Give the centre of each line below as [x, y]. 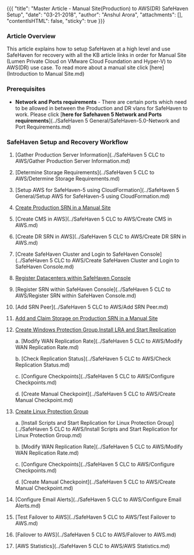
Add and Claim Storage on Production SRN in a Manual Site [86, 318]
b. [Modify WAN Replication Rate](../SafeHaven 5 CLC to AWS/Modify [99, 446]
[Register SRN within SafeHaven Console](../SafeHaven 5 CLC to [93, 289]
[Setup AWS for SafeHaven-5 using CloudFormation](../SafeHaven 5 [97, 189]
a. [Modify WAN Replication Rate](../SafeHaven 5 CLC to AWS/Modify [99, 341]
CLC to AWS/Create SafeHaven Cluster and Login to [117, 260]
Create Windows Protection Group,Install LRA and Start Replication [96, 329]
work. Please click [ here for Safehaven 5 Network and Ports [89, 114]
